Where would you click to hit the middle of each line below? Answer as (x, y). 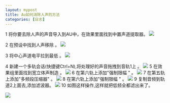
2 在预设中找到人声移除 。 (32, 45)
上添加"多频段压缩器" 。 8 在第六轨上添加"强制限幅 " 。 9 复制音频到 (83, 79)
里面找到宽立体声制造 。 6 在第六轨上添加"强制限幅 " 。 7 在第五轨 (90, 73)
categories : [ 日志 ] (25, 19)
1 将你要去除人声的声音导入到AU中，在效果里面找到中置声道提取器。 (77, 34)
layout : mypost (21, 10)
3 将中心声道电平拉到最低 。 (35, 56)
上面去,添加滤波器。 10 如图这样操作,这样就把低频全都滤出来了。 (83, 85)
